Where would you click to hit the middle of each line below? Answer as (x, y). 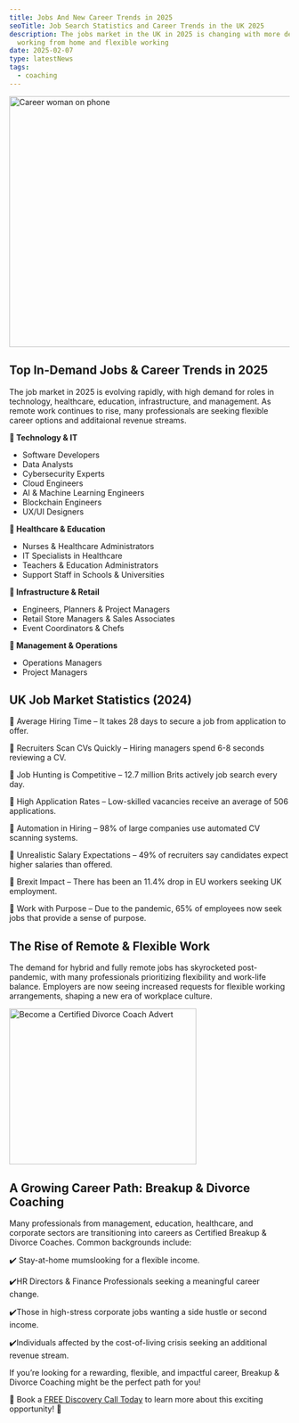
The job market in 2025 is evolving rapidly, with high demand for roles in (141, 391)
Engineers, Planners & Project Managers (96, 609)
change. (24, 1294)
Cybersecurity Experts (63, 473)
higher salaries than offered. (61, 865)
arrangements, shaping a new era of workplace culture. (111, 996)
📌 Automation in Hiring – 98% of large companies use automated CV (135, 828)
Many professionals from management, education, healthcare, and (131, 1223)
